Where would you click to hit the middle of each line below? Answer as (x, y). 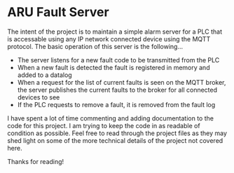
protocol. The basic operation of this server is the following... (95, 46)
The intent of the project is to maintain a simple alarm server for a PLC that (115, 32)
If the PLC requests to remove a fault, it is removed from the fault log (116, 104)
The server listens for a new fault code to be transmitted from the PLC (118, 60)
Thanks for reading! (36, 161)
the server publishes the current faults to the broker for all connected (117, 90)
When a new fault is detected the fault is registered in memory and (113, 67)
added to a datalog (44, 75)
